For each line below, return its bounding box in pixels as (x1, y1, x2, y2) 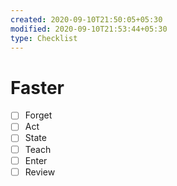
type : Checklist (10, 33, 78, 43)
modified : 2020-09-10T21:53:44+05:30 (10, 24, 168, 34)
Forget (24, 109, 53, 121)
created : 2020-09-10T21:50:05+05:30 (10, 14, 163, 25)
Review (24, 166, 56, 178)
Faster (10, 76, 65, 99)
